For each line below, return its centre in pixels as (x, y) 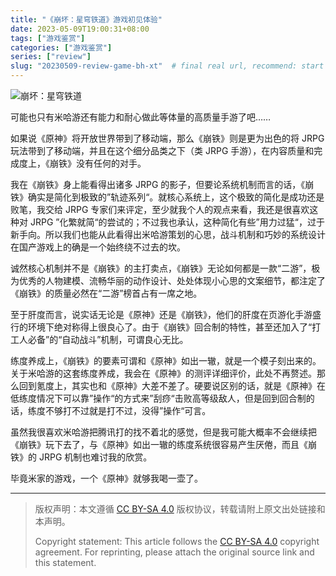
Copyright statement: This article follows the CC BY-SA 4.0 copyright (177, 541)
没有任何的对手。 (111, 163)
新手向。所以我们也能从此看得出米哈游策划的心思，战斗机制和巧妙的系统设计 (168, 234)
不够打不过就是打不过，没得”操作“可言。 (128, 410)
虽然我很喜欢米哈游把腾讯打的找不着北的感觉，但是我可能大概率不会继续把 (163, 432)
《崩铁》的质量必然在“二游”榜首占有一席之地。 (106, 293)
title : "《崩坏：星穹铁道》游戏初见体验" (86, 19)
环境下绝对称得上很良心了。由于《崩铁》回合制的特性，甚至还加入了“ (170, 327)
